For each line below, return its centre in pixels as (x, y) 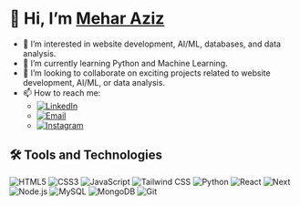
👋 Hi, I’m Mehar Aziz (87, 19)
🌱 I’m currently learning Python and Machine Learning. (125, 63)
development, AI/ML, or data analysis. (94, 82)
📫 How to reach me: (62, 93)
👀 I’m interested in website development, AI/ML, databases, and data (151, 44)
